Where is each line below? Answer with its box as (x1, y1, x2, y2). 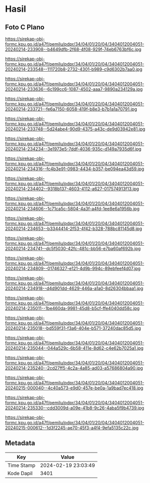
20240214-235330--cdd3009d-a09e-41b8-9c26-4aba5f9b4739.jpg (5, 405, 145, 410)
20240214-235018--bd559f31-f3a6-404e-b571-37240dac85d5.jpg (5, 325, 141, 331)
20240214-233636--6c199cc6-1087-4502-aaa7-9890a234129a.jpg (5, 86, 143, 92)
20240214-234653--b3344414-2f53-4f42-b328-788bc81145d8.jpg (5, 226, 142, 231)
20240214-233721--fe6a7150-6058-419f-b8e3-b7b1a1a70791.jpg (5, 106, 137, 112)
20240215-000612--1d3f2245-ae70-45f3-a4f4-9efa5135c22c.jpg (5, 425, 139, 431)
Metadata (5, 439, 35, 447)
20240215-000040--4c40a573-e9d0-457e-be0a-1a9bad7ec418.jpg (5, 385, 144, 391)
